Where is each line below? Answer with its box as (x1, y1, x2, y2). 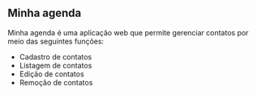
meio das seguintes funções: (7, 36, 105, 46)
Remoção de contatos (19, 77, 93, 87)
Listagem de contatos (19, 60, 92, 70)
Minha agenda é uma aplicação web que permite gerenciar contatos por (7, 27, 249, 37)
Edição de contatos (19, 68, 84, 79)
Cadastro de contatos (19, 52, 92, 61)
